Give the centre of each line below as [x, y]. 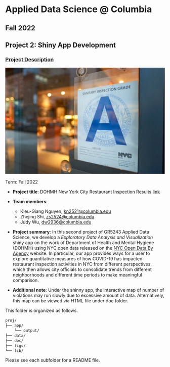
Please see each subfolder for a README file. [53, 360]
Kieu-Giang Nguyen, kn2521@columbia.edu [66, 211]
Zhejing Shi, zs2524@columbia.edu [57, 216]
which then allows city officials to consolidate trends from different [82, 269]
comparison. [26, 280]
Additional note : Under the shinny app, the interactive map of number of [88, 290]
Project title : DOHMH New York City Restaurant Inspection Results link [86, 192]
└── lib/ [14, 351]
